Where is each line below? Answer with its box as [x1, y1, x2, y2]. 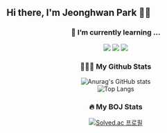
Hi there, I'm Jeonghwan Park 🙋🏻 [6, 7, 151, 19]
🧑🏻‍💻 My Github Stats [80, 62, 152, 71]
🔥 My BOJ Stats [89, 102, 143, 112]
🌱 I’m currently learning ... [71, 28, 161, 37]
